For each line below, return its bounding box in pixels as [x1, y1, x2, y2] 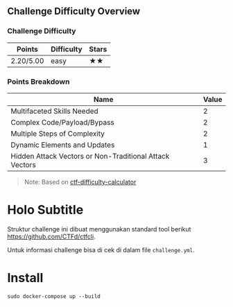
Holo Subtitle [7, 202, 84, 218]
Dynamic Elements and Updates [10, 140, 115, 150]
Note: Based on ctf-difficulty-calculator [24, 177, 137, 186]
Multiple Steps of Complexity [10, 128, 105, 138]
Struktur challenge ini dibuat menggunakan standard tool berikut [7, 225, 191, 233]
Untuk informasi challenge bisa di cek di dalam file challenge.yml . [7, 245, 196, 254]
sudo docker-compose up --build [7, 292, 101, 300]
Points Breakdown [7, 76, 70, 86]
